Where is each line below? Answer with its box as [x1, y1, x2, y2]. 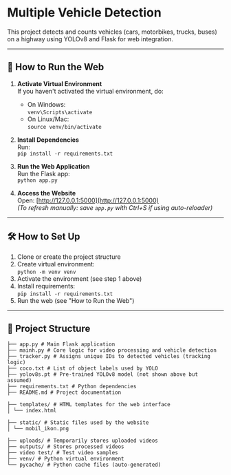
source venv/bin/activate [27, 123, 102, 130]
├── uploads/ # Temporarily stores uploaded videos [7, 437, 158, 445]
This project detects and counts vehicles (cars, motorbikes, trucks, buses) [7, 28, 218, 36]
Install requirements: [16, 282, 76, 290]
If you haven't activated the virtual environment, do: [16, 87, 164, 95]
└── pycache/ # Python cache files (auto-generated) [7, 461, 162, 469]
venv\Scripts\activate [27, 109, 93, 116]
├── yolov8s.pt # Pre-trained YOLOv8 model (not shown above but [7, 371, 198, 378]
